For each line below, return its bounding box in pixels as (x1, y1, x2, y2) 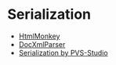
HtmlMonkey (18, 31, 60, 41)
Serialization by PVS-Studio (18, 48, 108, 57)
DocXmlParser (18, 39, 66, 49)
